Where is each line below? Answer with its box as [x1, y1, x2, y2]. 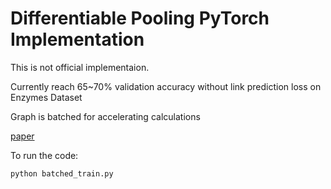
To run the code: [10, 149, 79, 161]
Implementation [10, 28, 145, 51]
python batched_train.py [10, 168, 114, 179]
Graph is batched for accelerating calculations [10, 110, 201, 122]
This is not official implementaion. [10, 61, 150, 73]
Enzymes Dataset [10, 91, 83, 103]
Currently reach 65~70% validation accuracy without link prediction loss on [10, 80, 322, 92]
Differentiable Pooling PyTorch [10, 7, 270, 30]
